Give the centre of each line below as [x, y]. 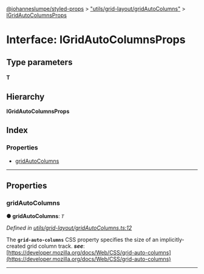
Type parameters [39, 62]
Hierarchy [25, 97]
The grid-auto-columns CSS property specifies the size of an [83, 240]
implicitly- [172, 240]
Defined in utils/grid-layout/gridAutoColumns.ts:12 [69, 228]
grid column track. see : [56, 246]
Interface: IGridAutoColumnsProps [96, 40]
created [16, 246]
